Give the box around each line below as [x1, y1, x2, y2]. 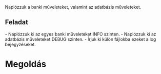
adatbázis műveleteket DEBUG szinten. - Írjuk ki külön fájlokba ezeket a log [5, 36, 156, 42]
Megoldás [5, 58, 46, 70]
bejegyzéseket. [5, 41, 36, 47]
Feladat [5, 18, 28, 26]
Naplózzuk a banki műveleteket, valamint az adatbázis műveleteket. [5, 4, 141, 10]
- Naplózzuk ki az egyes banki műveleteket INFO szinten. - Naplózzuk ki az [5, 31, 156, 37]
